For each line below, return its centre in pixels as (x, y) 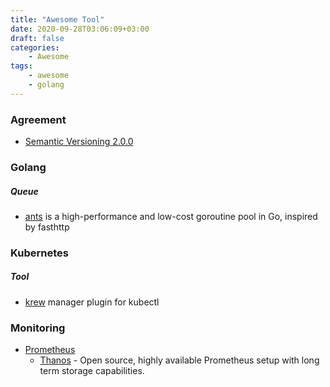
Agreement (38, 119)
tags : (21, 66)
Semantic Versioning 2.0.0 (79, 142)
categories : (35, 47)
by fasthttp (47, 227)
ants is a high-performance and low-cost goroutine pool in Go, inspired (171, 216)
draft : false (37, 38)
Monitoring (38, 328)
